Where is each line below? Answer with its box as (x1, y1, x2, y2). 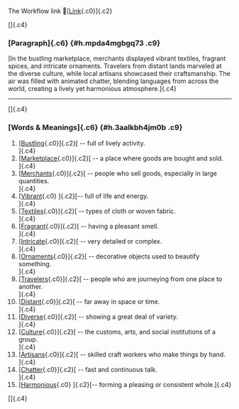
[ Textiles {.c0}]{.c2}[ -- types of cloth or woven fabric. (18, 207, 176, 215)
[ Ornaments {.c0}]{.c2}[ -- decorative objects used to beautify (18, 252, 200, 261)
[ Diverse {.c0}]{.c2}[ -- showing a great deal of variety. (18, 312, 179, 321)
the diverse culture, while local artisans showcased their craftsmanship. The (8, 70, 231, 78)
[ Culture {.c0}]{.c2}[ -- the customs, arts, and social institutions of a (18, 327, 216, 336)
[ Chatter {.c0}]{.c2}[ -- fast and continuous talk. (18, 365, 158, 373)
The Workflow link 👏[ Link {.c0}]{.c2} (8, 7, 113, 15)
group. (18, 334, 38, 344)
